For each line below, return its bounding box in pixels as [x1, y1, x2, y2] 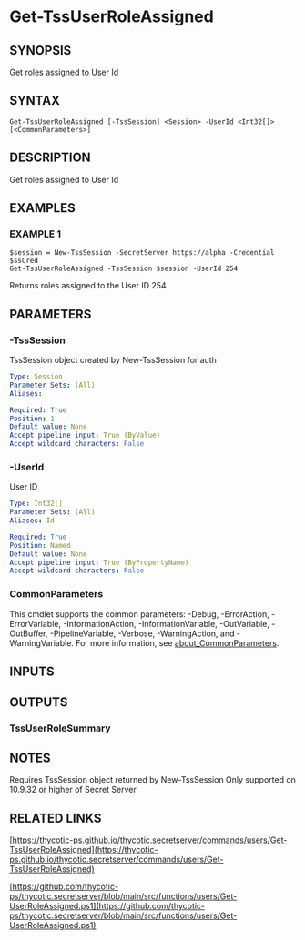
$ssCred [9, 257, 39, 266]
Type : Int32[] [9, 499, 64, 509]
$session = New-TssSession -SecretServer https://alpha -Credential [9, 248, 275, 258]
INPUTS [9, 663, 55, 679]
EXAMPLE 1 [9, 227, 62, 240]
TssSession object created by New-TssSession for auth [9, 355, 217, 365]
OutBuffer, [9, 628, 48, 639]
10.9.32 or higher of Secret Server [9, 784, 137, 795]
